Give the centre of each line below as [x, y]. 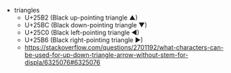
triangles [27, 10]
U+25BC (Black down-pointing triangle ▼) [86, 25]
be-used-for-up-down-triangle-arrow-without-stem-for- [106, 55]
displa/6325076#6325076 [62, 62]
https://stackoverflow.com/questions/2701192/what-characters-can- [124, 47]
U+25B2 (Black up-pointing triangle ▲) [81, 18]
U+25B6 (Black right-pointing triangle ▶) [83, 40]
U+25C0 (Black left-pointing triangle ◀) [82, 32]
